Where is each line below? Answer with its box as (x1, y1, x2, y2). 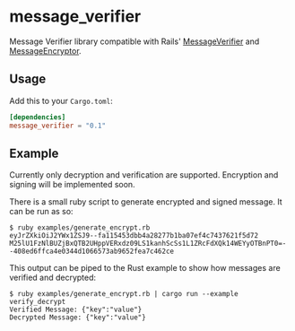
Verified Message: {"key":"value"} (9, 305, 143, 315)
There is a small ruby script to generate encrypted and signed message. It (9, 196, 282, 207)
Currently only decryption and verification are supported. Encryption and (9, 170, 279, 180)
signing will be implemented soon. (9, 179, 136, 190)
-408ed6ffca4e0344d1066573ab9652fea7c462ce (9, 247, 175, 257)
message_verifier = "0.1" (9, 121, 106, 130)
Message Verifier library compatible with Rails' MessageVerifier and (9, 36, 260, 47)
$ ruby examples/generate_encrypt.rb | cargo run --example (9, 290, 239, 299)
